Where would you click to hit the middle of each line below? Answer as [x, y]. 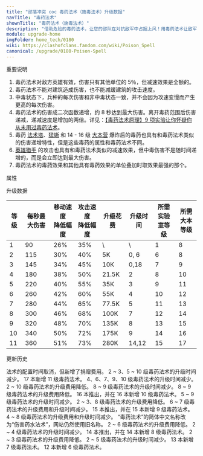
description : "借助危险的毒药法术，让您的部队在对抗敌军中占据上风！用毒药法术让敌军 [102, 29]
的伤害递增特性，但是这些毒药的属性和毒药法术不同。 [81, 142]
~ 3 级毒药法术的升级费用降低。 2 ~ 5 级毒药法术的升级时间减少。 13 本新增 [100, 439]
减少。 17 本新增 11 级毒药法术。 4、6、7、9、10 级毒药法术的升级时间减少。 [101, 379]
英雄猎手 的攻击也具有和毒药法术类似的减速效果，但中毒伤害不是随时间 [103, 150]
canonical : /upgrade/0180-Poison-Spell [56, 51]
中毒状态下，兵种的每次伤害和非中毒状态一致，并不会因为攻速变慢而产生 [105, 97]
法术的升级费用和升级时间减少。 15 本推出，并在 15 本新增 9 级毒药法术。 [102, 409]
